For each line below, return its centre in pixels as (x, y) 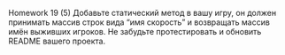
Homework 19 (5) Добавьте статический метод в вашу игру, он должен (142, 13)
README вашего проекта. (57, 41)
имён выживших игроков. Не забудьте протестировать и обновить (135, 31)
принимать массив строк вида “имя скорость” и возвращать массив (139, 22)
